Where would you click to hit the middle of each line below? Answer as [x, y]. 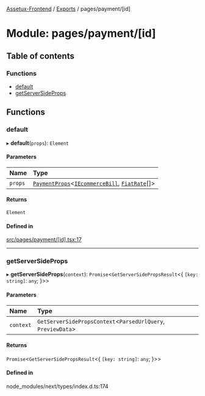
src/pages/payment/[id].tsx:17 [44, 240]
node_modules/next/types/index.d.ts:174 [57, 386]
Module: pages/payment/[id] [81, 34]
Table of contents [40, 56]
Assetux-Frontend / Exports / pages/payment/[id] [68, 9]
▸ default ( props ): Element [38, 143]
